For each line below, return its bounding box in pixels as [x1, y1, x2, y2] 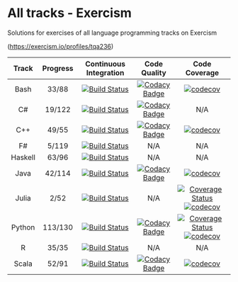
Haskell [11, 152, 35, 162]
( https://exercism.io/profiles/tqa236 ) [7, 42, 114, 50]
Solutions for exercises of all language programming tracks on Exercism [7, 28, 217, 37]
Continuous [84, 59, 126, 69]
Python [11, 222, 35, 232]
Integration [86, 67, 125, 77]
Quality [141, 67, 166, 77]
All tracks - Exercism [7, 5, 132, 21]
